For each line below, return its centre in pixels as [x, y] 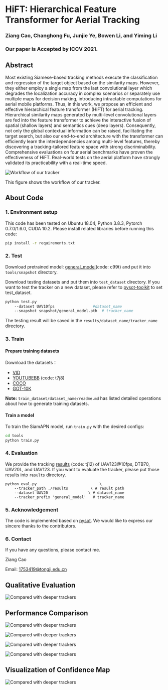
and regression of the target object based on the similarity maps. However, [82, 83]
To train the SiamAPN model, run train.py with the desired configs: [75, 426]
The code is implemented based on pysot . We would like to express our [79, 521]
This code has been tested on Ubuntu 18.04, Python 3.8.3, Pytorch [74, 223]
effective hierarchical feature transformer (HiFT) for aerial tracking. [74, 109]
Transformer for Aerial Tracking [73, 20]
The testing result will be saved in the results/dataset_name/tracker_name [81, 321]
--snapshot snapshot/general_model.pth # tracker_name [74, 311]
